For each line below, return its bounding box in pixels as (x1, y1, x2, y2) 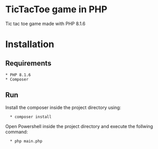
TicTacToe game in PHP (5, 4, 108, 15)
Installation (5, 38, 55, 50)
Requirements (5, 59, 51, 68)
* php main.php (10, 138, 43, 144)
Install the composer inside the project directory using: (5, 104, 121, 111)
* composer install (10, 114, 52, 119)
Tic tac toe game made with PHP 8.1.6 (5, 20, 86, 27)
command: (5, 129, 28, 135)
